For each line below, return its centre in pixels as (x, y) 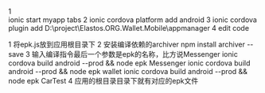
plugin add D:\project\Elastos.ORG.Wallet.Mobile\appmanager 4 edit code (129, 28)
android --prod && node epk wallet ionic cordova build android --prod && (128, 71)
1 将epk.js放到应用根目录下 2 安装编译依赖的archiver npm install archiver (127, 44)
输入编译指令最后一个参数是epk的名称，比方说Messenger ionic (135, 54)
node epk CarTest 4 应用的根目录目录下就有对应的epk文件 (103, 81)
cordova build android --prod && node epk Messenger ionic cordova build (129, 63)
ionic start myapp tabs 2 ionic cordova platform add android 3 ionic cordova (132, 20)
